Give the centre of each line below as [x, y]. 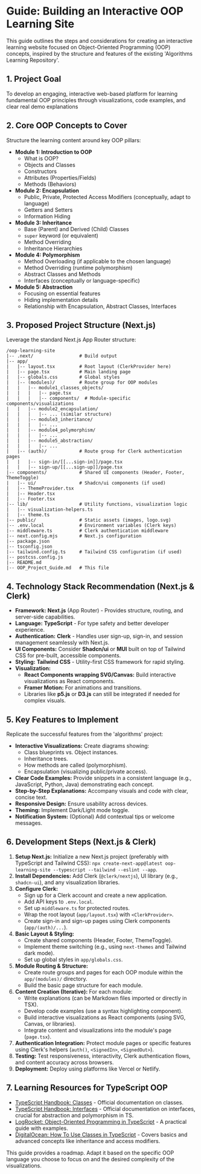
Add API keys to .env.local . [59, 901]
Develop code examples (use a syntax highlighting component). [103, 1011]
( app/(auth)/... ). [46, 927]
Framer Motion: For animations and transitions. [83, 687]
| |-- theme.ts [28, 515]
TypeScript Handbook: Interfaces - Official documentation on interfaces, [105, 1109]
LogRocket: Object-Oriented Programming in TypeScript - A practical [101, 1121]
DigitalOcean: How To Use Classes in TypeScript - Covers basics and [101, 1134]
